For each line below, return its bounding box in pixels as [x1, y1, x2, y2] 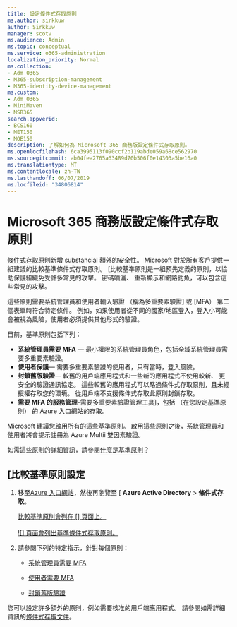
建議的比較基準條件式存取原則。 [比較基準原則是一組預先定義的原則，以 [13, 265, 222, 273]
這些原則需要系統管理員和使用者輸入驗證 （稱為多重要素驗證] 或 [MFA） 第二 [7, 297, 230, 306]
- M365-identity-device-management [7, 83, 112, 90]
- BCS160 [7, 121, 33, 129]
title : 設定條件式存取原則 [7, 10, 78, 18]
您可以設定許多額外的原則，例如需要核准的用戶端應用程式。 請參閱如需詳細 [7, 604, 226, 612]
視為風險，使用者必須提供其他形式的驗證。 [19, 315, 143, 323]
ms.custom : [7, 89, 39, 96]
